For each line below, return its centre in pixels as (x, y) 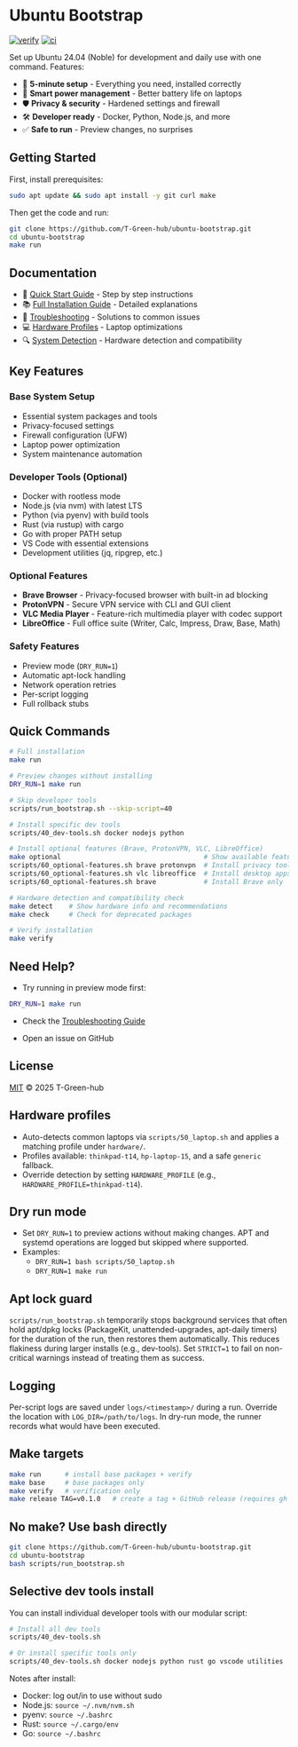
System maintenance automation (82, 454)
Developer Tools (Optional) (68, 477)
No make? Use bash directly (88, 1526)
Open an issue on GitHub (68, 1038)
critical (22, 1358)
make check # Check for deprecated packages (101, 914)
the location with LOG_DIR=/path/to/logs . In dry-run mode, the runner (135, 1416)
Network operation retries (69, 684)
